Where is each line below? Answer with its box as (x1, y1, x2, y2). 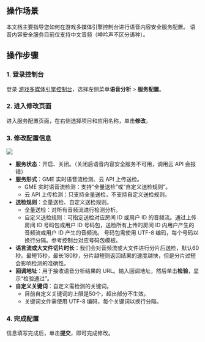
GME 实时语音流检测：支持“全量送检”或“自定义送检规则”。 (24, 183, 171, 191)
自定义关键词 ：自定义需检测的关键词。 (15, 283, 112, 290)
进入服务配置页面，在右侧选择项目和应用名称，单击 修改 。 (6, 117, 151, 124)
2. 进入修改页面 (6, 102, 52, 111)
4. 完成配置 (6, 315, 39, 323)
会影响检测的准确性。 (15, 260, 69, 267)
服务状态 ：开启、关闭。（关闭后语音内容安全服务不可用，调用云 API (15, 161, 184, 168)
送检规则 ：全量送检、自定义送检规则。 (15, 198, 112, 206)
